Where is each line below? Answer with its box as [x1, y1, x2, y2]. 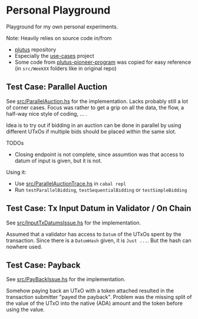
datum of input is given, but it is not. [14, 157, 102, 164]
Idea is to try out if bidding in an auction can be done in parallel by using [6, 122, 181, 129]
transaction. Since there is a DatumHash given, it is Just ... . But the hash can [6, 237, 192, 244]
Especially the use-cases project [14, 52, 94, 59]
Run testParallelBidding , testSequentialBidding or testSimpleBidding [14, 186, 187, 193]
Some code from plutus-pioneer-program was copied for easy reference [14, 58, 192, 66]
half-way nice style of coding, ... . [6, 110, 87, 117]
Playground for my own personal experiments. [6, 23, 118, 30]
